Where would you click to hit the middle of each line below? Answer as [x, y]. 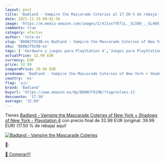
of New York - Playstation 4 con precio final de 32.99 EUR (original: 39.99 [80, 121]
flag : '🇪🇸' [17, 83]
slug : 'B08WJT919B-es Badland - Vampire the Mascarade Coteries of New [80, 42]
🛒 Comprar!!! [18, 154]
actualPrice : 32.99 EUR [29, 55]
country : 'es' [20, 78]
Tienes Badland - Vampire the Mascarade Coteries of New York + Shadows [81, 115]
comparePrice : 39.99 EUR [30, 69]
